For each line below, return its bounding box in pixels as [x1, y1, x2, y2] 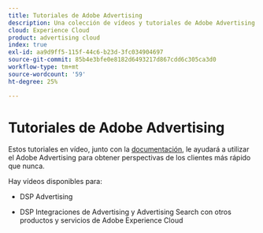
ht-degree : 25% [8, 77, 58, 85]
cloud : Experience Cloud [8, 26, 90, 34]
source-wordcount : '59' [8, 70, 87, 78]
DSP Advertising [19, 192, 73, 201]
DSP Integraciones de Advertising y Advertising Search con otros [19, 207, 232, 217]
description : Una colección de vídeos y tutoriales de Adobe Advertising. [8, 19, 259, 27]
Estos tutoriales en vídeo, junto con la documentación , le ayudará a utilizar [8, 145, 250, 154]
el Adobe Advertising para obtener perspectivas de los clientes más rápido [8, 153, 251, 163]
